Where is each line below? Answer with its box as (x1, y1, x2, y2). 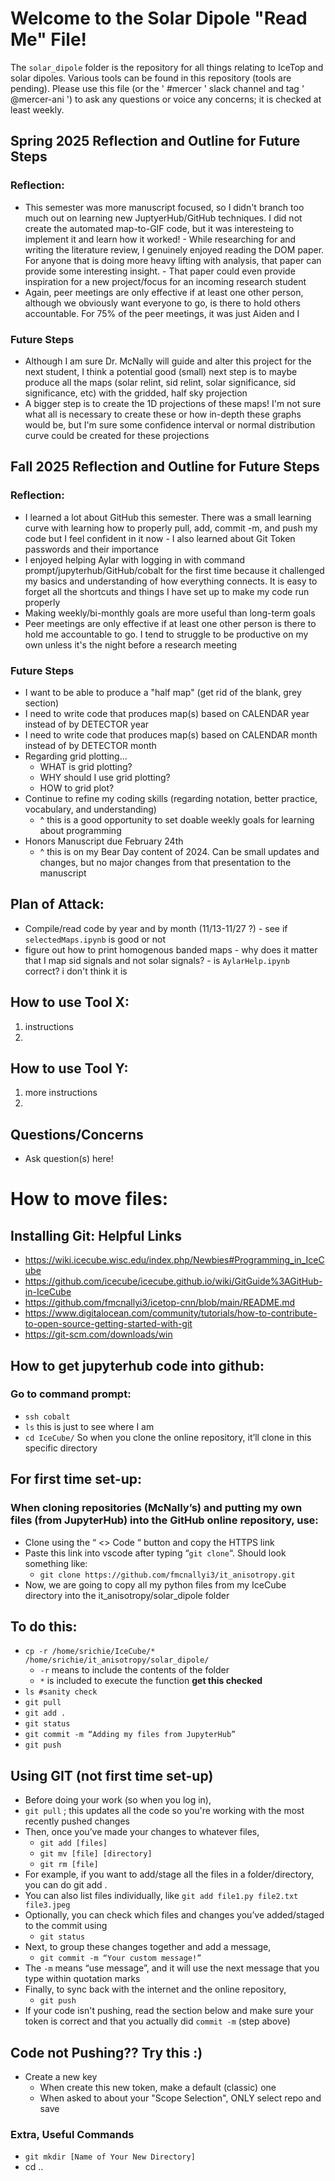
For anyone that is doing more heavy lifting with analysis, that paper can (24, 254, 322, 266)
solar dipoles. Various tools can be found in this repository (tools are (10, 72, 292, 84)
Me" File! (10, 28, 88, 51)
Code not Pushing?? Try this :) (10, 2044, 203, 2061)
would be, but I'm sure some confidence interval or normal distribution (24, 418, 316, 431)
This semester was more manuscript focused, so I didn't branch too (24, 201, 305, 213)
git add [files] (39, 1838, 108, 1849)
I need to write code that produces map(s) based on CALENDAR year (24, 707, 310, 719)
